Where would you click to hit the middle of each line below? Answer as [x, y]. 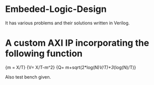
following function [44, 54]
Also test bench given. [28, 77]
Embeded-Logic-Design [56, 9]
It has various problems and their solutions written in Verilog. [68, 23]
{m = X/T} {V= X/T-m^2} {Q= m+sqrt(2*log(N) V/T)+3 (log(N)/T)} [71, 67]
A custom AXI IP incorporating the [77, 43]
